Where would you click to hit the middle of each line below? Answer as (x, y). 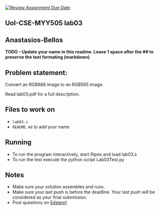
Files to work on (30, 109)
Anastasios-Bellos (34, 40)
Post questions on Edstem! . (40, 203)
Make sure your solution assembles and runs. (59, 187)
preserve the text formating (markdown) (47, 57)
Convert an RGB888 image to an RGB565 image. (54, 84)
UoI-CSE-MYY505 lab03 (44, 23)
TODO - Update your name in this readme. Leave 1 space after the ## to (80, 52)
